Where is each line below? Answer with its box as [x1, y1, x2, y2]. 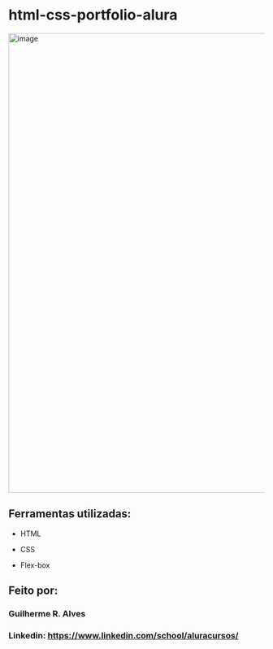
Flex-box [19, 560, 50, 570]
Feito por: [8, 584, 58, 598]
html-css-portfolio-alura [8, 6, 178, 24]
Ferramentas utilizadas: [8, 507, 132, 521]
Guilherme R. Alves [8, 608, 86, 620]
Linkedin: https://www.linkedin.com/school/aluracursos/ [8, 629, 239, 641]
